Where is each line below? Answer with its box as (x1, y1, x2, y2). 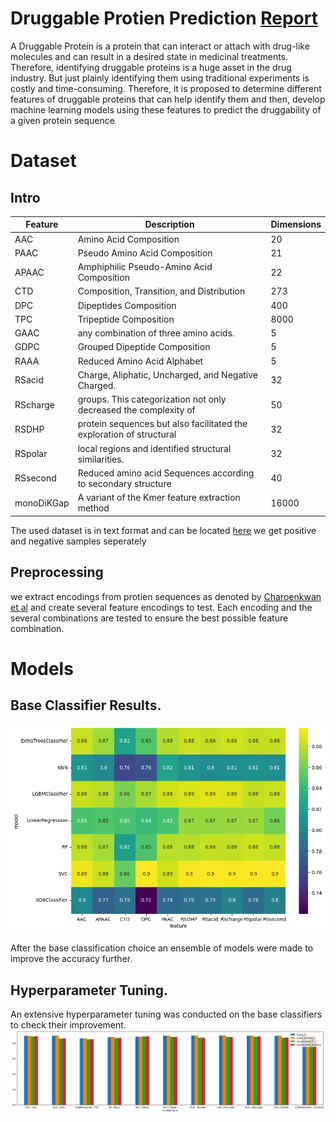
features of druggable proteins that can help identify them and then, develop (10, 93, 326, 105)
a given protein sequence (10, 114, 115, 126)
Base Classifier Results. (10, 697, 162, 714)
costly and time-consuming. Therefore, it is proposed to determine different (10, 82, 322, 94)
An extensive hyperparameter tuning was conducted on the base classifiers (10, 1008, 323, 1020)
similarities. (77, 453, 125, 465)
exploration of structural (77, 428, 177, 441)
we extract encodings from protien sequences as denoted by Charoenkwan (10, 590, 322, 602)
